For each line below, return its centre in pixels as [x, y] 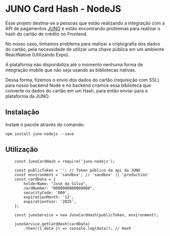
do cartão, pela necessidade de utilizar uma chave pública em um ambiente [85, 49]
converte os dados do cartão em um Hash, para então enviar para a [77, 90]
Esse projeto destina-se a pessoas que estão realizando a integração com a [85, 23]
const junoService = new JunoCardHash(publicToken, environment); [87, 215]
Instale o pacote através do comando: [45, 124]
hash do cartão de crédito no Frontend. [46, 34]
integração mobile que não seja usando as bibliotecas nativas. [71, 70]
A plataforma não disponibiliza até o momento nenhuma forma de [74, 64]
